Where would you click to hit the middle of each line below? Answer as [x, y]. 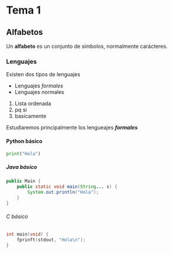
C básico [17, 217]
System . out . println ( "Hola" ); [63, 193]
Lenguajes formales [39, 86]
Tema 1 [24, 10]
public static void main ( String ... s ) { [67, 187]
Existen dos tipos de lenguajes [43, 74]
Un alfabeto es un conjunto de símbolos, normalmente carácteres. [87, 46]
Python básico [24, 141]
